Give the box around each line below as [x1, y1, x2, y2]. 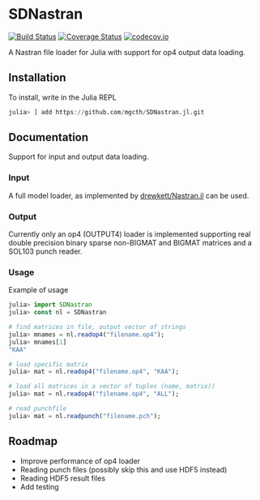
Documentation [8, 130, 89, 144]
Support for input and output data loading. [8, 152, 149, 162]
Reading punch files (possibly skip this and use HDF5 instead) [19, 464, 228, 474]
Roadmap [8, 434, 58, 448]
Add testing [19, 481, 59, 491]
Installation [8, 71, 66, 85]
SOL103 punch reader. [8, 246, 83, 256]
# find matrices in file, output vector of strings [8, 323, 186, 331]
